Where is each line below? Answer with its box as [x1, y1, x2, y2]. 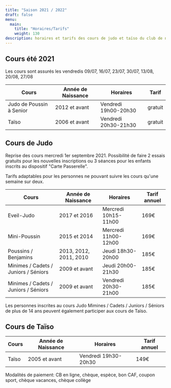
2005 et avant [27, 355, 62, 363]
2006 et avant [55, 118, 89, 125]
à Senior [8, 107, 28, 114]
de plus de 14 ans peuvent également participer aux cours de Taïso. [5, 308, 148, 314]
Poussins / [8, 247, 33, 254]
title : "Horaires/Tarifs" [14, 26, 70, 32]
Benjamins [8, 254, 33, 261]
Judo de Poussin [8, 100, 48, 107]
